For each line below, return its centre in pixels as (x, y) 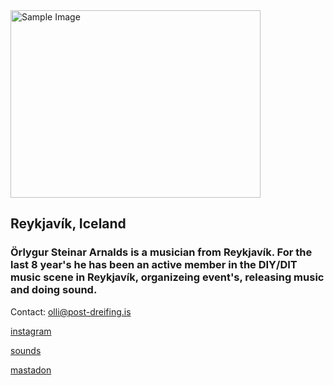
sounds (26, 350)
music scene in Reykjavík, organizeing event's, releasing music (167, 277)
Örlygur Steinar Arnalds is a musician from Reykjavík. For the (161, 252)
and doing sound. (54, 290)
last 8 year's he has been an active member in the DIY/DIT (154, 265)
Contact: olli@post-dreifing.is (71, 311)
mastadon (31, 370)
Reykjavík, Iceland (68, 224)
